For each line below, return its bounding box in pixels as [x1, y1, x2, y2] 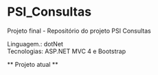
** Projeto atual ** [7, 60, 58, 68]
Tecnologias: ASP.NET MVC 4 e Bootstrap [7, 47, 126, 55]
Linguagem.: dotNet [7, 40, 64, 48]
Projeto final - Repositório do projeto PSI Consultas [7, 27, 151, 35]
